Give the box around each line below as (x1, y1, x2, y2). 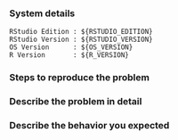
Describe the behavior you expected (9, 119, 170, 132)
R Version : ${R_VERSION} (9, 51, 129, 60)
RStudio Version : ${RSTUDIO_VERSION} (9, 35, 153, 45)
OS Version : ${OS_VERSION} (9, 43, 133, 52)
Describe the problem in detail (9, 95, 142, 108)
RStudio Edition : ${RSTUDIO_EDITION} (9, 28, 153, 37)
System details (9, 7, 76, 20)
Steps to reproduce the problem (9, 71, 150, 84)
